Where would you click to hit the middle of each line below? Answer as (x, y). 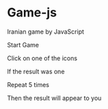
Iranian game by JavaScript (45, 32)
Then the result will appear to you (54, 98)
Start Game (23, 45)
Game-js (32, 13)
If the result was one (36, 71)
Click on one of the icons (42, 58)
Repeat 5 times (28, 84)
